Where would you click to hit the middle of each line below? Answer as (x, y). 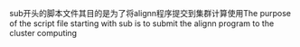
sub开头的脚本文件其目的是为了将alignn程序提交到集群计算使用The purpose (150, 13)
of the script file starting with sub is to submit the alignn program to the (142, 23)
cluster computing (43, 33)
